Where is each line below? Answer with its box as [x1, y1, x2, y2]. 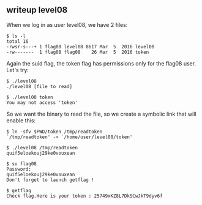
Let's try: [6, 66, 29, 73]
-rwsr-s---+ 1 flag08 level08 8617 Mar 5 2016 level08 [6, 43, 155, 50]
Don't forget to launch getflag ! [6, 177, 95, 183]
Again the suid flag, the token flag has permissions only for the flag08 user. [6, 59, 196, 67]
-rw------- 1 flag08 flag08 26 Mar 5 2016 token [6, 49, 149, 55]
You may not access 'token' [6, 99, 78, 106]
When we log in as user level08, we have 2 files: [6, 21, 128, 28]
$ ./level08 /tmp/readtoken [6, 144, 78, 151]
